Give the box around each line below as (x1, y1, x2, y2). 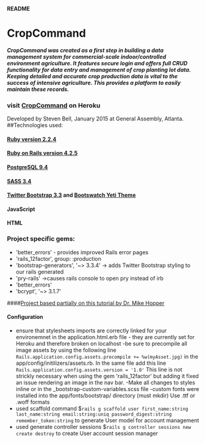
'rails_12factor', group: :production (15, 255, 101, 262)
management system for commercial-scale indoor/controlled (7, 53, 167, 60)
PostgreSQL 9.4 (7, 163, 48, 170)
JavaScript (7, 205, 35, 213)
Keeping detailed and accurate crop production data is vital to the (7, 73, 178, 80)
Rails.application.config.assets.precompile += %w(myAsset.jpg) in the (15, 353, 199, 360)
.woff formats (15, 398, 50, 406)
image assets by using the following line (15, 346, 117, 354)
